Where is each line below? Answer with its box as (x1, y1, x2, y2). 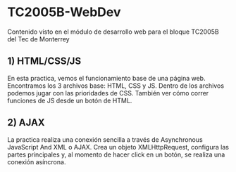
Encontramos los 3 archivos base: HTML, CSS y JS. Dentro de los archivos (7, 81, 224, 90)
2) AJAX (7, 117, 45, 128)
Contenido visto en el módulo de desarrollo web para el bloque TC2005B (7, 27, 220, 36)
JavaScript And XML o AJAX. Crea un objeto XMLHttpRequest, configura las (7, 143, 229, 151)
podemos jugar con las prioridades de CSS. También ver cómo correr (7, 88, 209, 97)
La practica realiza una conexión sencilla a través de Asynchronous (7, 135, 203, 144)
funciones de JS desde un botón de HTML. (7, 96, 132, 105)
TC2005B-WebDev (7, 4, 121, 20)
